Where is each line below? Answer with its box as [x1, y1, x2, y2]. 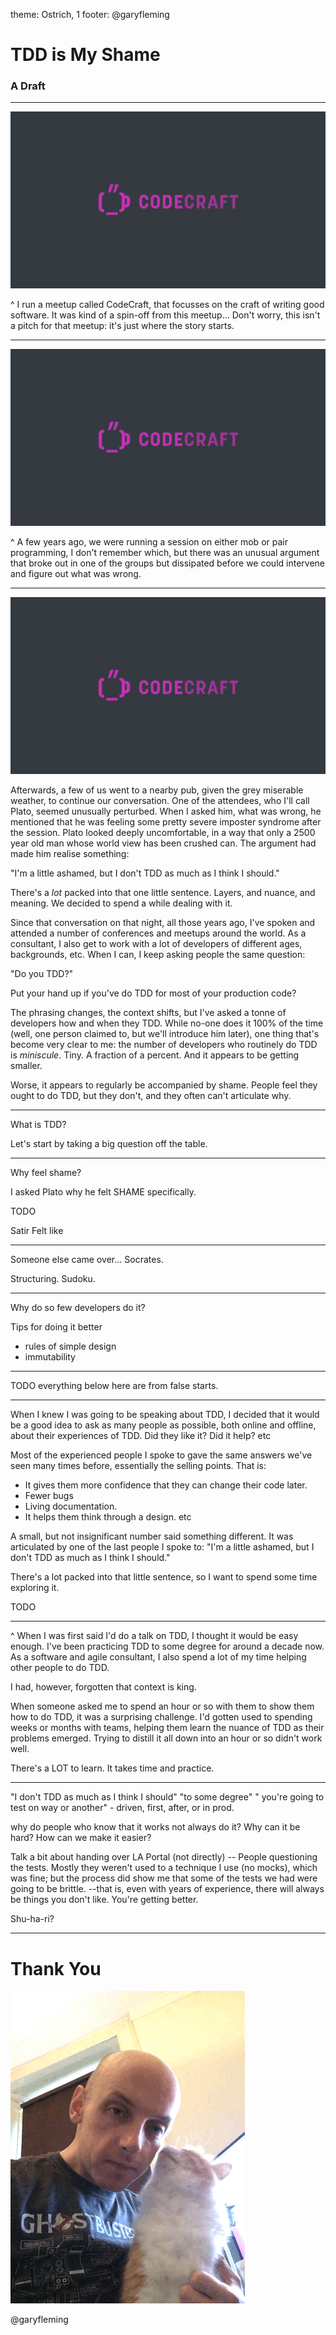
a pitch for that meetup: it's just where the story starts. [10, 320, 235, 332]
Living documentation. [24, 1500, 118, 1513]
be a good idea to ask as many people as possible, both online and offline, [10, 1419, 317, 1431]
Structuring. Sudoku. [10, 1273, 96, 1285]
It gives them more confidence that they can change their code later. [24, 1479, 308, 1491]
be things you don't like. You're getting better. [10, 1894, 199, 1906]
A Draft [10, 79, 46, 93]
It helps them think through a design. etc [24, 1511, 192, 1523]
